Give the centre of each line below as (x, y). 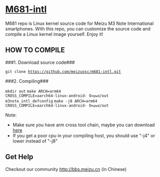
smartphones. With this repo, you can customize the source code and (78, 28)
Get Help (19, 157)
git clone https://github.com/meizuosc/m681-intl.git (63, 72)
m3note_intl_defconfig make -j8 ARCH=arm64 (51, 101)
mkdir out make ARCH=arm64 (33, 91)
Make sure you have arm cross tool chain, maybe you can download (84, 125)
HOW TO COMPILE (35, 50)
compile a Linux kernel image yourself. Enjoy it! (54, 34)
